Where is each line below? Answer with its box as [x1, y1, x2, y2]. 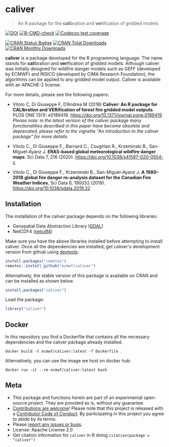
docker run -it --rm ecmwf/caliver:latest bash [5, 367, 107, 373]
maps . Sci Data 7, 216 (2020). [12, 154, 75, 160]
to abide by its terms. [12, 416, 57, 422]
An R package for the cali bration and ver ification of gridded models [17, 20, 159, 26]
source [12, 400, 28, 406]
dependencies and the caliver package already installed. [5, 339, 123, 345]
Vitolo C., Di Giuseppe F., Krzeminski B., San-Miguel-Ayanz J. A [12, 169, 145, 175]
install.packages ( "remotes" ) [5, 258, 67, 263]
